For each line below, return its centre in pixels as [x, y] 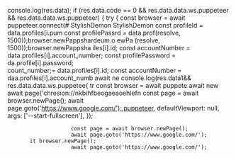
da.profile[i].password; [41, 63]
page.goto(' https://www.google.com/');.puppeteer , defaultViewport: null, [113, 108]
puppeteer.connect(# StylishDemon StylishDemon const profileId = [105, 25]
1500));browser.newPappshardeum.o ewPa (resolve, [84, 40]
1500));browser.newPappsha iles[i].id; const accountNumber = [99, 48]
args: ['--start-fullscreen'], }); [50, 115]
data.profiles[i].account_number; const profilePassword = [92, 55]
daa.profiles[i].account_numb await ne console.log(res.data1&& [99, 78]
